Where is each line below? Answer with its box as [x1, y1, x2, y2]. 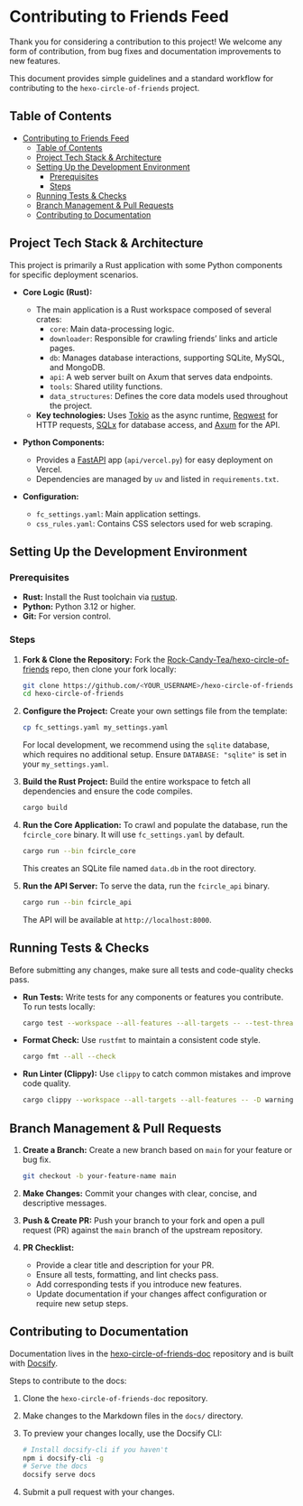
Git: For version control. [22, 611, 111, 622]
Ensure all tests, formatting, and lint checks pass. [35, 1269, 219, 1279]
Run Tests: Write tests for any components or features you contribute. [22, 991, 284, 1002]
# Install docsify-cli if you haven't [22, 1445, 169, 1455]
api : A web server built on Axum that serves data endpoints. [49, 371, 273, 382]
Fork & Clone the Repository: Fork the [22, 654, 166, 665]
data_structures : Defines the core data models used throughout [49, 390, 289, 401]
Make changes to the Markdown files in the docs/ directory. [22, 1410, 243, 1421]
